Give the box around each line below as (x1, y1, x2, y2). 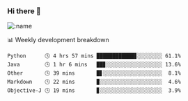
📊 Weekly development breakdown (7, 36, 109, 44)
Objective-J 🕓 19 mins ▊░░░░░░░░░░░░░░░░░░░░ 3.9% (7, 87, 181, 94)
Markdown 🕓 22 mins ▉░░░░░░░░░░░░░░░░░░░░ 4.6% (7, 79, 181, 86)
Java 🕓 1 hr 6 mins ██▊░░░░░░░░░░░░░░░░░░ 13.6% (7, 62, 181, 68)
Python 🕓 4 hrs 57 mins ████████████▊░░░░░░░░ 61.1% (7, 53, 181, 59)
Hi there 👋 (7, 6, 42, 16)
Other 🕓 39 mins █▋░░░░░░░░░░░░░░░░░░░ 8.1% (7, 70, 181, 77)
